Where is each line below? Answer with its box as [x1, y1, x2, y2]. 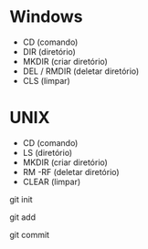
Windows [9, 6, 83, 27]
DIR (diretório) [22, 46, 76, 57]
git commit [9, 229, 50, 240]
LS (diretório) [22, 147, 73, 158]
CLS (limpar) [22, 75, 70, 86]
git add [9, 212, 37, 223]
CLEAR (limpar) [22, 176, 81, 187]
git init [9, 193, 34, 204]
